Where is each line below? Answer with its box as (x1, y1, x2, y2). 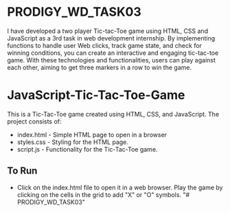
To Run (7, 165, 38, 177)
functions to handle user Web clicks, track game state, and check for (7, 41, 203, 49)
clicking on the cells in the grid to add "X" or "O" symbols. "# (16, 190, 190, 199)
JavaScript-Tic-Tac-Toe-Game (7, 87, 185, 103)
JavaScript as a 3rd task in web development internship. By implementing (7, 34, 216, 42)
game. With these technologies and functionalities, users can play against (7, 56, 216, 64)
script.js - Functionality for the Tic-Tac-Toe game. (16, 145, 158, 153)
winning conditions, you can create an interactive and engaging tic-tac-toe (7, 49, 219, 57)
